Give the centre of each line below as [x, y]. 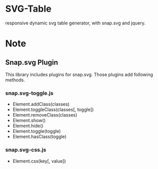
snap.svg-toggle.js [29, 93]
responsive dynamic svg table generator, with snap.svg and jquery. [75, 23]
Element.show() [29, 121]
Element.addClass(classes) [41, 104]
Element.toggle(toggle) [37, 131]
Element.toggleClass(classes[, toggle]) [53, 109]
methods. [15, 80]
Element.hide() [28, 126]
